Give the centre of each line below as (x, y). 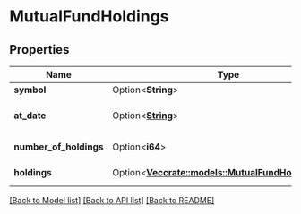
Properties (39, 50)
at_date (30, 116)
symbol (30, 90)
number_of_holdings (59, 147)
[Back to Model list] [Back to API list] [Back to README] (112, 200)
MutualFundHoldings (89, 17)
